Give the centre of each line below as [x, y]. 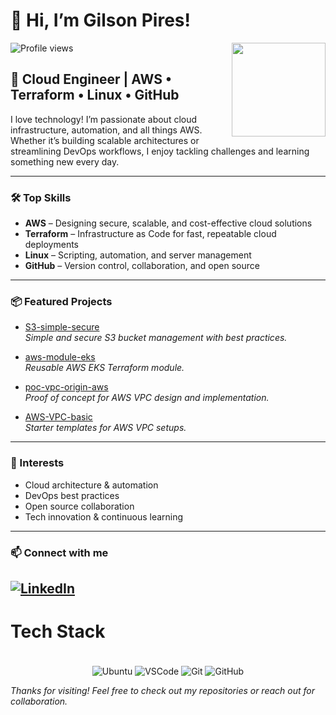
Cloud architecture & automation [91, 485]
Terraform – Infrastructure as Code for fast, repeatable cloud [150, 234]
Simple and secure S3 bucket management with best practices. [156, 338]
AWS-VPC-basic [58, 417]
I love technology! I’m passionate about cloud [104, 119]
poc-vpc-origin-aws [66, 387]
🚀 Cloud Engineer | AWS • [91, 79]
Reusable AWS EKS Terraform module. [104, 368]
